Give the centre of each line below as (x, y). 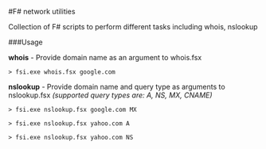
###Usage (26, 42)
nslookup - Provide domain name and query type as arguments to (117, 87)
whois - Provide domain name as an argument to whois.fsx (105, 57)
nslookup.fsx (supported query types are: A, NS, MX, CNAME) (110, 95)
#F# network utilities (42, 11)
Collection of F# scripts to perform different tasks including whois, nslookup (133, 27)
